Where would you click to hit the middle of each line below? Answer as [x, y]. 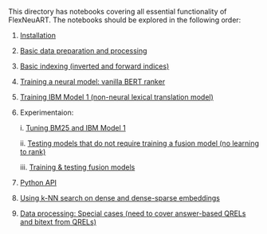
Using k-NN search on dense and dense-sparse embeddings [120, 198]
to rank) [33, 152]
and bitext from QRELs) [58, 222]
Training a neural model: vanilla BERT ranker [92, 82]
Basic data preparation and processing [83, 51]
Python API [38, 183]
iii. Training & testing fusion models [77, 167]
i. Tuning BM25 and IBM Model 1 [73, 128]
